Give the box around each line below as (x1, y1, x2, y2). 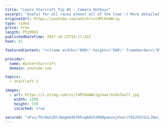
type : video (5, 21, 29, 26)
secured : (5, 115, 23, 120)
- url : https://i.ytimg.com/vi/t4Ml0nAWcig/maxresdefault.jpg (9, 92, 139, 97)
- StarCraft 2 (9, 79, 38, 84)
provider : (5, 57, 26, 62)
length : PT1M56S (5, 30, 38, 35)
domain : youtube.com (9, 65, 52, 71)
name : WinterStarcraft (9, 61, 56, 66)
